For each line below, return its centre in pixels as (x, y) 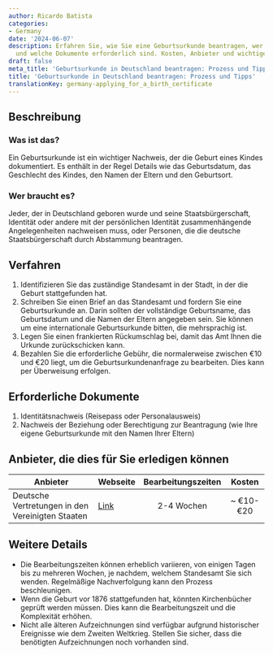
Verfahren (35, 265)
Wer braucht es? (42, 196)
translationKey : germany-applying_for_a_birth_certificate (110, 84)
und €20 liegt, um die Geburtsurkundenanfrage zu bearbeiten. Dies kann (142, 362)
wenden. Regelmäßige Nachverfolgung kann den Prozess (116, 581)
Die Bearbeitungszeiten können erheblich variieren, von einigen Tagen (138, 564)
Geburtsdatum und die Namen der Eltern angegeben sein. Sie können (136, 319)
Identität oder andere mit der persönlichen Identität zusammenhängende (130, 222)
